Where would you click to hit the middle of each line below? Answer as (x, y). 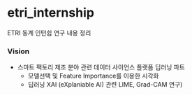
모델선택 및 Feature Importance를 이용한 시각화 (93, 76)
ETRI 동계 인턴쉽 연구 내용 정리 (49, 33)
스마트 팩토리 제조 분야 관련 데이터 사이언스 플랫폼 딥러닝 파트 (101, 67)
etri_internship (51, 13)
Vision (19, 51)
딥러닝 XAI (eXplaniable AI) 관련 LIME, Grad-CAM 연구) (105, 85)
